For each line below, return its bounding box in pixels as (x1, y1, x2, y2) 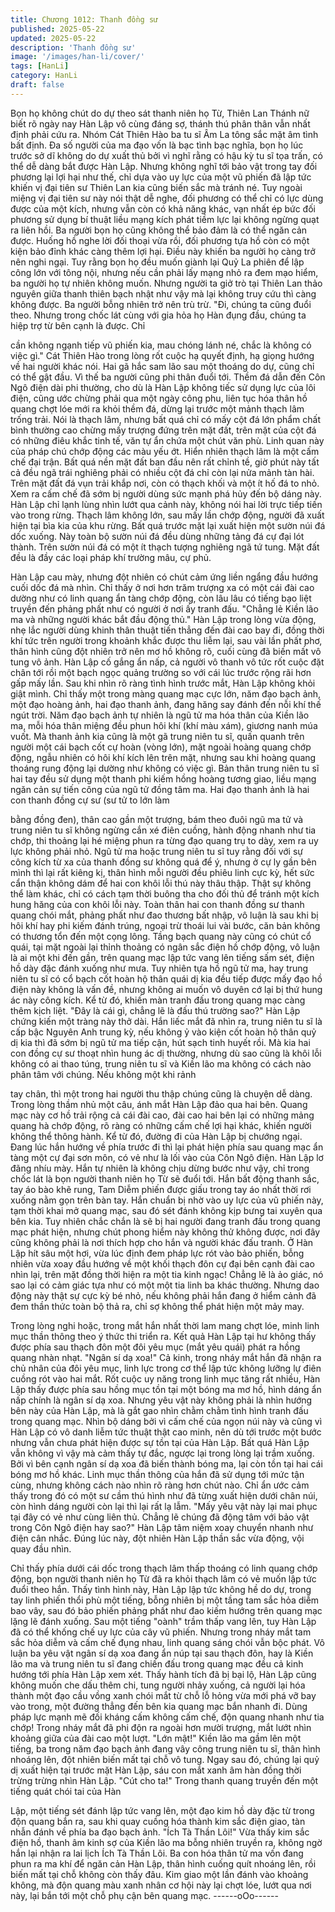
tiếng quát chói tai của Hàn (10, 1785, 122, 1797)
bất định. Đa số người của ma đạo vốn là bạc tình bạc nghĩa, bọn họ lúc (10, 139, 304, 151)
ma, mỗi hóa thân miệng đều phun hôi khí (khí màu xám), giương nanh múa (10, 719, 318, 731)
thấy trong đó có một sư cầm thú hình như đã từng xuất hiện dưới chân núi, (10, 1489, 318, 1501)
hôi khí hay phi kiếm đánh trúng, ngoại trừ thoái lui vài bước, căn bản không (10, 919, 321, 931)
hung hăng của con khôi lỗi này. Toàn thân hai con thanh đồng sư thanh (10, 898, 305, 910)
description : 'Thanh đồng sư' (10, 42, 137, 53)
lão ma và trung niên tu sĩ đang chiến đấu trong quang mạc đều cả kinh (10, 1657, 304, 1670)
